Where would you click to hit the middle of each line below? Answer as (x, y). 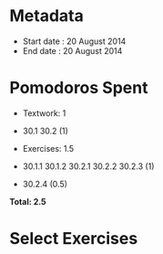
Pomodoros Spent (79, 88)
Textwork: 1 (44, 113)
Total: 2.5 (28, 201)
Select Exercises (74, 239)
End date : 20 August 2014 (72, 50)
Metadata (46, 16)
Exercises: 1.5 (48, 148)
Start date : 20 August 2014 (74, 41)
